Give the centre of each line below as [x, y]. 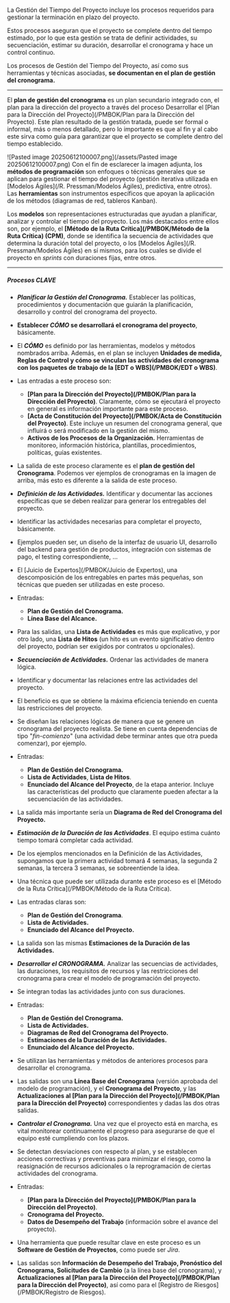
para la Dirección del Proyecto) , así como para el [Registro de [105, 1284]
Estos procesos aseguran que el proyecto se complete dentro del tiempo [110, 31]
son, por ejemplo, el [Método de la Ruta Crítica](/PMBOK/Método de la [108, 228]
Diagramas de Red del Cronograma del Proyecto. [98, 1033]
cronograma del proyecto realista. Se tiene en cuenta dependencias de [117, 728]
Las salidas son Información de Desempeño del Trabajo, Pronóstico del [119, 1263]
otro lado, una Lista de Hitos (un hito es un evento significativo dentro [116, 639]
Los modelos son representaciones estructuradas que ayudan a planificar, [112, 214]
